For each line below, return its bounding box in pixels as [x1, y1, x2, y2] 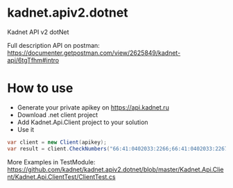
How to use [7, 80, 74, 96]
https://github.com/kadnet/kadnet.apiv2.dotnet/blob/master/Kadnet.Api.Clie [7, 165, 224, 173]
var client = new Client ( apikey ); [7, 139, 107, 146]
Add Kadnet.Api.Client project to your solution [17, 118, 148, 126]
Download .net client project [17, 110, 98, 119]
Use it [17, 125, 35, 133]
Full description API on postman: [7, 41, 101, 49]
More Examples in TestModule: [7, 157, 96, 166]
